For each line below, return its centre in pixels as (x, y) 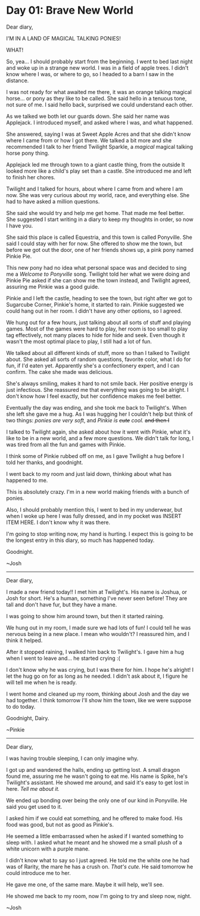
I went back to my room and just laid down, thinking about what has (89, 473)
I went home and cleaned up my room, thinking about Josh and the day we (98, 694)
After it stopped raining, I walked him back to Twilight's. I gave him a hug (95, 652)
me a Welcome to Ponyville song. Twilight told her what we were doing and (98, 274)
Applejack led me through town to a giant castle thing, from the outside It (96, 164)
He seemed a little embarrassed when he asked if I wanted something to (95, 836)
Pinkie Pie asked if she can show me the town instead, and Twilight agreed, (99, 280)
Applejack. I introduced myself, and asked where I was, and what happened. (100, 122)
